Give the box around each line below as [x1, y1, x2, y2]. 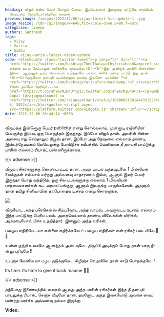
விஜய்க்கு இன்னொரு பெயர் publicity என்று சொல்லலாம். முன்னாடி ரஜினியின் [5, 125, 145, 131]
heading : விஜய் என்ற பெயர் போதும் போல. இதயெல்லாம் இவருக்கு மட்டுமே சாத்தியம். [5, 7, 155, 12]
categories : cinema [5, 25, 45, 30]
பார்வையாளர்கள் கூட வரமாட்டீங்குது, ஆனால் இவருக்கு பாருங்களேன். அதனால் [5, 182, 150, 188]
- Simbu [9, 48, 25, 53]
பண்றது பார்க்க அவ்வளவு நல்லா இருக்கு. [5, 297, 82, 303]
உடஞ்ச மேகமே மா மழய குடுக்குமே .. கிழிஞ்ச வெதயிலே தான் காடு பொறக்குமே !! [5, 258, 155, 263]
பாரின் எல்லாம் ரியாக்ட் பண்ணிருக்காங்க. [5, 147, 82, 153]
